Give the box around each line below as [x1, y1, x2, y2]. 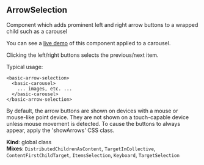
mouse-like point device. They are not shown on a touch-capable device [6, 113, 189, 121]
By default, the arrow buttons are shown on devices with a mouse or [6, 107, 178, 114]
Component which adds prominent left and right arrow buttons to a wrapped [6, 21, 199, 28]
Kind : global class [6, 138, 52, 145]
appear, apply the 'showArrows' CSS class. [6, 127, 115, 134]
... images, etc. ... [17, 86, 72, 92]
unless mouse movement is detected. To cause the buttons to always [6, 120, 181, 127]
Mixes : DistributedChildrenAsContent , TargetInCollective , [6, 145, 156, 152]
